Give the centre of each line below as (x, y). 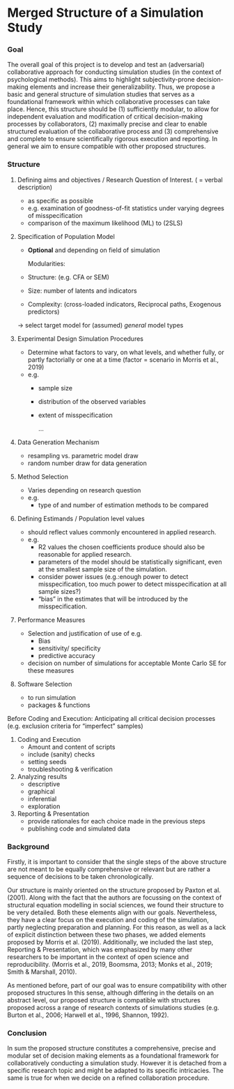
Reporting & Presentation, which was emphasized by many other (100, 950)
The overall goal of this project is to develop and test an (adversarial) (106, 65)
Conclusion (27, 1033)
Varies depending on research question (84, 490)
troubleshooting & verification (70, 769)
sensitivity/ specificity (69, 648)
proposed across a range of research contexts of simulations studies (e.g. (113, 1008)
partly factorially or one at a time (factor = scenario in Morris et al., (123, 359)
